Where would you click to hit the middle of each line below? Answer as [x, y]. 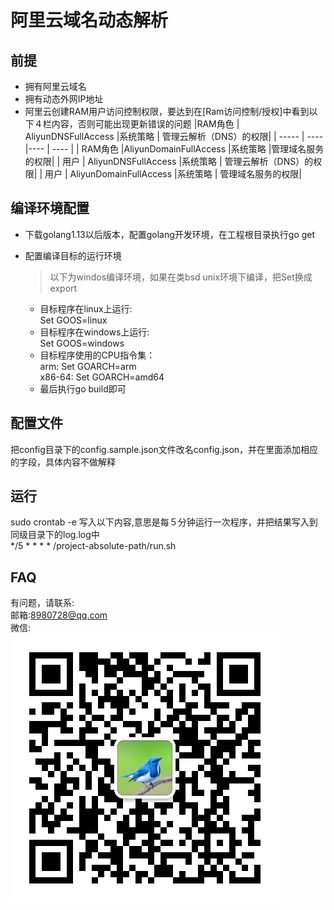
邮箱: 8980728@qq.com [59, 615]
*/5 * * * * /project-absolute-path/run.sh [93, 546]
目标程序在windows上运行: [94, 332]
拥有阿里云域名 [55, 86]
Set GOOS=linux [73, 320]
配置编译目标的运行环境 [73, 255]
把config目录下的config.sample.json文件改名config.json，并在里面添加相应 [164, 449]
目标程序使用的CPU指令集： [97, 355]
